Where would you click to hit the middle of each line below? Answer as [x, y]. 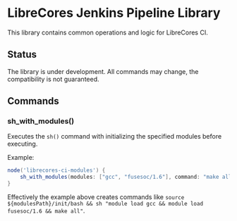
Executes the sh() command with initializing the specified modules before [115, 137]
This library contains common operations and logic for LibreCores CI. [108, 32]
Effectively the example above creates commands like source [96, 197]
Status [22, 55]
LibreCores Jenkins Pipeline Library [114, 13]
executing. [23, 144]
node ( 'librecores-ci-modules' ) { [56, 170]
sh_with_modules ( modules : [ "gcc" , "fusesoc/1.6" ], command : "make [120, 177]
